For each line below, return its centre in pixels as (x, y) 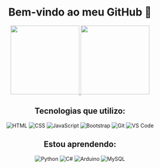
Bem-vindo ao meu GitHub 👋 (80, 12)
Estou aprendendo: (80, 144)
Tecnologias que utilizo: (80, 111)
